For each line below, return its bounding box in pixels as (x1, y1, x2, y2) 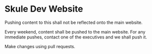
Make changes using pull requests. (4, 43, 76, 49)
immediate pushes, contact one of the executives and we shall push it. (4, 34, 147, 40)
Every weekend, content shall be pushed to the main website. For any (4, 29, 146, 35)
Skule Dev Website (4, 3, 83, 15)
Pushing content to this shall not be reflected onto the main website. (4, 19, 143, 25)
